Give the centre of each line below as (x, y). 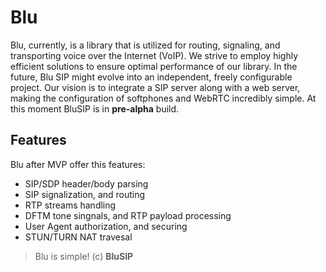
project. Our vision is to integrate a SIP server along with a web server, (155, 87)
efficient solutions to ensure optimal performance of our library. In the (154, 66)
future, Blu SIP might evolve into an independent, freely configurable (151, 77)
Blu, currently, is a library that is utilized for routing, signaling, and (145, 45)
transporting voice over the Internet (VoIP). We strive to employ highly (154, 55)
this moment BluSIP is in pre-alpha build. (95, 108)
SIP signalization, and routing (85, 194)
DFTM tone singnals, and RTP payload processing (128, 215)
